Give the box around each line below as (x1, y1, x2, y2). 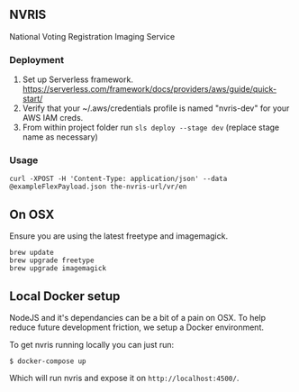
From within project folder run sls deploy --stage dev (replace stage (22, 122, 280, 133)
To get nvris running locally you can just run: (9, 340, 175, 351)
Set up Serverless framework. (22, 74, 133, 85)
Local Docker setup (9, 288, 121, 304)
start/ (22, 94, 43, 105)
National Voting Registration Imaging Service (9, 31, 176, 41)
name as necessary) (22, 132, 99, 142)
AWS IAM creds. (22, 113, 84, 123)
